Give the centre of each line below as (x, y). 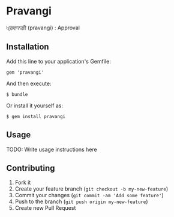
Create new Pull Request (45, 208)
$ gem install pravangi (36, 116)
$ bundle (17, 94)
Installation (28, 47)
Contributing (31, 168)
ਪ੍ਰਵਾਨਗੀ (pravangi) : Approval (43, 28)
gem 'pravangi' (25, 72)
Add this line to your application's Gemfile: (58, 61)
